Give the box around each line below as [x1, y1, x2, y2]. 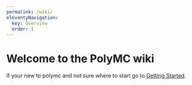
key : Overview [12, 20, 48, 26]
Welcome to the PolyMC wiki [6, 52, 154, 66]
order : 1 [12, 25, 34, 32]
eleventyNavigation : [6, 15, 59, 21]
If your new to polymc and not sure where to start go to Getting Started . [6, 72, 187, 80]
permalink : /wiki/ [6, 8, 53, 15]
